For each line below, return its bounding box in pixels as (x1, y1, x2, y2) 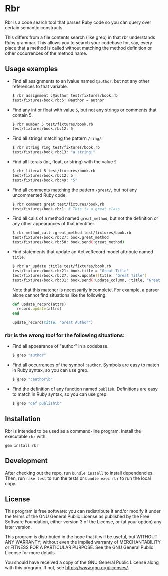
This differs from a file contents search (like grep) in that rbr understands (5, 34, 156, 40)
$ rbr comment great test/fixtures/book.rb (12, 202, 105, 207)
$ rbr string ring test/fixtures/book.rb (12, 145, 100, 150)
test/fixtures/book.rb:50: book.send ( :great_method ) (12, 240, 125, 245)
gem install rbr (5, 443, 39, 448)
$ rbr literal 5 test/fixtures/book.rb (12, 168, 96, 173)
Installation (5, 415, 41, 423)
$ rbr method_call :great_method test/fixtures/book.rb (12, 230, 131, 235)
